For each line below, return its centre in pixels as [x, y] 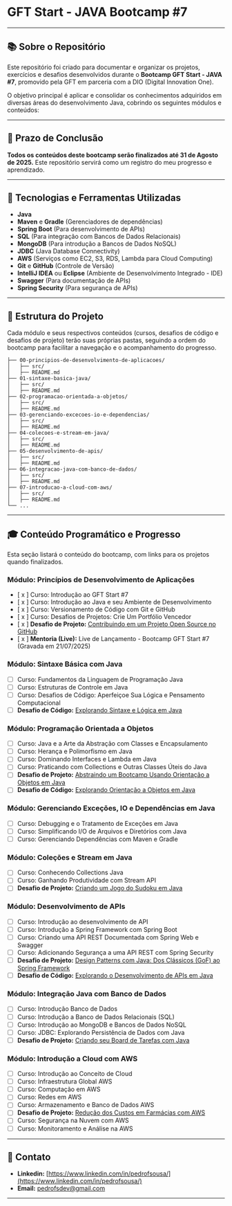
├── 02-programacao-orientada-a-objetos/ [68, 397]
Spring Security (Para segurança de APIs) [77, 288]
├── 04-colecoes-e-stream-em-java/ [58, 433]
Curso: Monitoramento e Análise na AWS [75, 1128]
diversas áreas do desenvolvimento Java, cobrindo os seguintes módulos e [115, 102]
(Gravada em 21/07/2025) [54, 646]
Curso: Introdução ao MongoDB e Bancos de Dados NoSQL [101, 1025]
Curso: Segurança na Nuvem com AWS [73, 1120]
